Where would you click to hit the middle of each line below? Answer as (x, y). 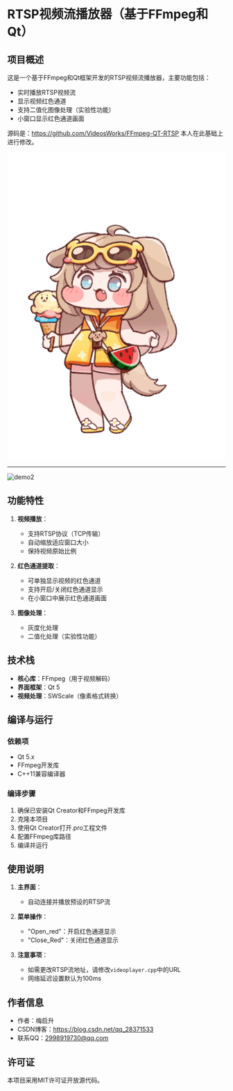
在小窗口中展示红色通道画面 (67, 598)
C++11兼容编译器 (41, 774)
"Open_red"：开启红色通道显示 (72, 932)
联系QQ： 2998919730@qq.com (63, 1038)
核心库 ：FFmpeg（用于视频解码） (66, 678)
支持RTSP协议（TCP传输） (66, 533)
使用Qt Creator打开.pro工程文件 (62, 827)
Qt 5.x (26, 757)
